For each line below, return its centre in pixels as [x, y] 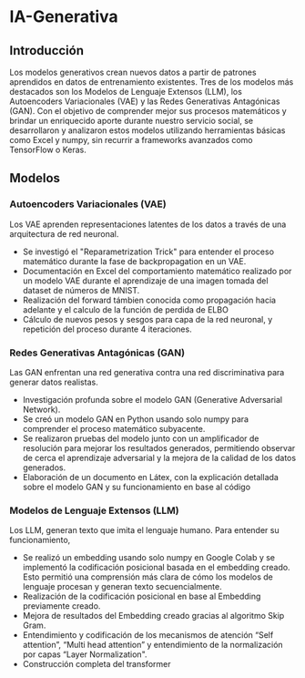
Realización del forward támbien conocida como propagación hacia [149, 300]
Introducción [47, 51]
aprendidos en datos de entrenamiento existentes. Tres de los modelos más [152, 82]
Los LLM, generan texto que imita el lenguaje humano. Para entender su [144, 530]
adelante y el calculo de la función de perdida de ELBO [126, 309]
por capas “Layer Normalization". [85, 654]
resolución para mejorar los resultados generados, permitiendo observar [159, 447]
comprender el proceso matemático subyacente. [114, 428]
